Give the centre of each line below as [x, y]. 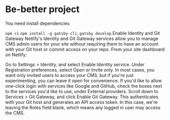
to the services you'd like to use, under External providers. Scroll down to [82, 91]
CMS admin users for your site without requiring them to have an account [82, 44]
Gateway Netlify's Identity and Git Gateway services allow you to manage [82, 38]
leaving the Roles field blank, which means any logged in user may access [83, 107]
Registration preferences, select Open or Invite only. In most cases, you [80, 70]
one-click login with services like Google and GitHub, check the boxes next [84, 86]
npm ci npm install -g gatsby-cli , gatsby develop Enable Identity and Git [83, 33]
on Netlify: [16, 55]
